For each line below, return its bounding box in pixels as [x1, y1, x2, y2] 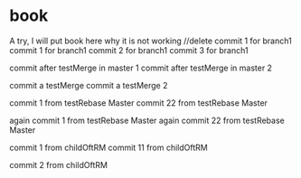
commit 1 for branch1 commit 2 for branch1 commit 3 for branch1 [9, 44, 249, 55]
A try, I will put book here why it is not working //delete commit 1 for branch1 [9, 35, 292, 46]
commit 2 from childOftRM [9, 159, 108, 170]
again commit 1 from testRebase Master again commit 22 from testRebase [9, 115, 285, 126]
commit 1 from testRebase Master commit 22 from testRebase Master [9, 97, 268, 108]
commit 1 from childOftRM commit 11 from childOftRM [9, 142, 208, 153]
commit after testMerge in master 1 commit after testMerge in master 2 [9, 62, 273, 73]
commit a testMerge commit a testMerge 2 [9, 80, 169, 90]
